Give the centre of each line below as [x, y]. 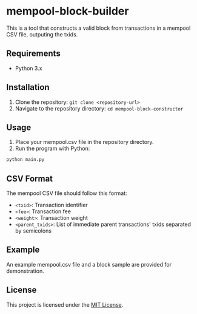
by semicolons [33, 231]
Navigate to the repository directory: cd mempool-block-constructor [99, 108]
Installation [28, 87]
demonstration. [25, 271]
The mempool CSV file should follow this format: [67, 193]
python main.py [25, 160]
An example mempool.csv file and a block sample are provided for [89, 264]
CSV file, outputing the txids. [42, 34]
